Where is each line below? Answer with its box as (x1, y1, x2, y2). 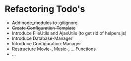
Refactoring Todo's (4, 3, 85, 15)
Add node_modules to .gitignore (11, 20, 78, 26)
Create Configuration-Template (11, 25, 76, 30)
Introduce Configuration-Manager (11, 40, 81, 46)
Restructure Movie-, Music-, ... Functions (11, 46, 96, 52)
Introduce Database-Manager (11, 35, 73, 41)
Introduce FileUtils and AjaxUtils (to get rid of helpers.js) (11, 30, 127, 36)
